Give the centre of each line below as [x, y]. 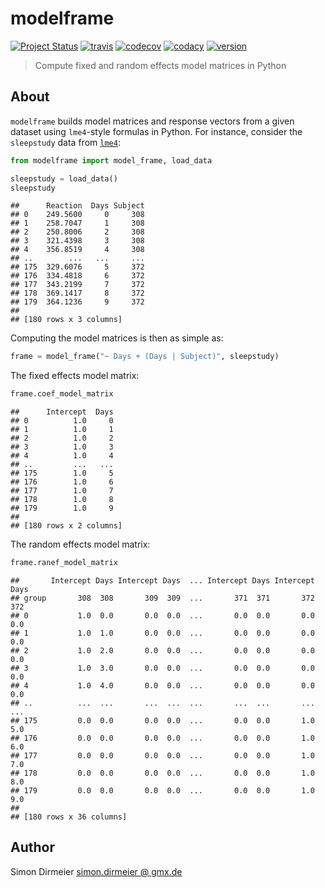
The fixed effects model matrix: [75, 376]
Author [32, 847]
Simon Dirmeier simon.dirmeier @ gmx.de [96, 871]
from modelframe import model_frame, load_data [111, 160]
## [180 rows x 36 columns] [69, 817]
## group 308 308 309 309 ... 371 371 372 [162, 598]
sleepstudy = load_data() [64, 178]
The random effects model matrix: [80, 544]
